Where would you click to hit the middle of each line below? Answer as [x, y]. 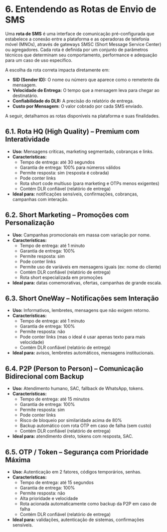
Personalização [30, 223]
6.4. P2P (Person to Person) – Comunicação [74, 368]
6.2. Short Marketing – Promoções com [67, 215]
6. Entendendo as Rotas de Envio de [81, 9]
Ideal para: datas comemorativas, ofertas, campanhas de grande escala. [87, 282]
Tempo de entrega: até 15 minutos [55, 399]
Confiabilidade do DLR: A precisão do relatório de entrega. [73, 100]
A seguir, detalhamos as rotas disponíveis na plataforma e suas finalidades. [83, 115]
